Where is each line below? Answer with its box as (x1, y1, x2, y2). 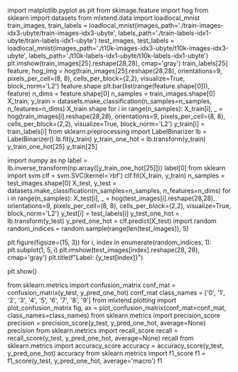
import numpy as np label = (7, 156, 88, 165)
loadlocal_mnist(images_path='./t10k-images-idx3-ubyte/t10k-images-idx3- (7, 44, 229, 52)
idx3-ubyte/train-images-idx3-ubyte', (7, 29, 117, 37)
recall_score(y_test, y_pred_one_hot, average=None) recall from (7, 334, 194, 342)
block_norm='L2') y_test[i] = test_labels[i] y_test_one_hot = (7, 210, 180, 217)
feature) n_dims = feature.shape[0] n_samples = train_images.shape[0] (7, 89, 215, 98)
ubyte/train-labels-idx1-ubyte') (7, 36, 97, 45)
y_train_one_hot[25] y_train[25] (7, 143, 98, 150)
